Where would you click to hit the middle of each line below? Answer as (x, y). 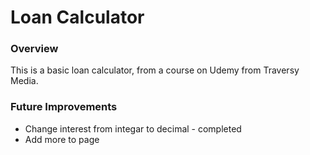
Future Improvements (64, 107)
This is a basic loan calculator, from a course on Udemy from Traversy (155, 70)
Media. (24, 81)
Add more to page (62, 139)
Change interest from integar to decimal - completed (133, 128)
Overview (34, 49)
